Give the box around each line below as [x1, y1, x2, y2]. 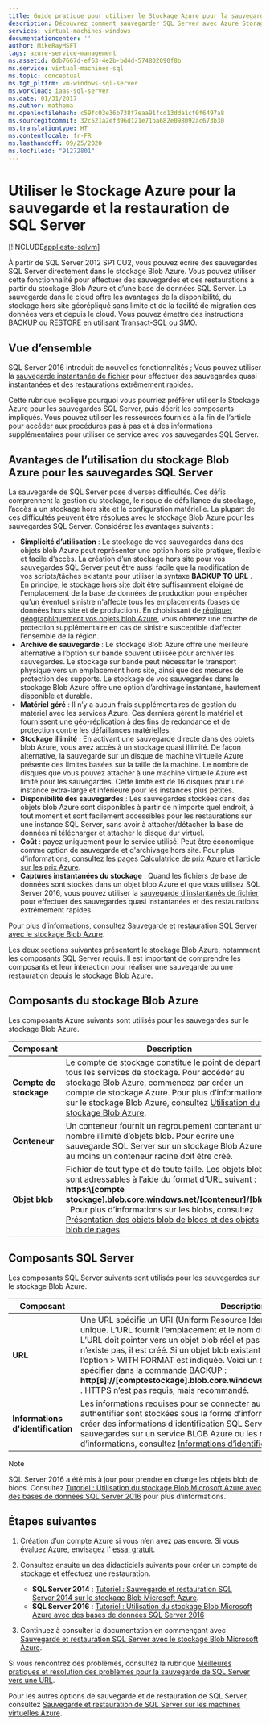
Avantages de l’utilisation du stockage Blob [8, 453, 230, 467]
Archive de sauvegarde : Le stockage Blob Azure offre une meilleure [19, 639, 249, 649]
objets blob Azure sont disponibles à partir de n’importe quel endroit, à [19, 802, 255, 812]
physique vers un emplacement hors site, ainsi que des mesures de [19, 665, 243, 675]
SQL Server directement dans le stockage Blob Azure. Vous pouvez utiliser [8, 267, 256, 276]
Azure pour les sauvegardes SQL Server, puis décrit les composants [8, 404, 235, 414]
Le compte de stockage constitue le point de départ [65, 1057, 261, 1068]
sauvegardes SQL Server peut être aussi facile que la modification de [19, 562, 250, 572]
